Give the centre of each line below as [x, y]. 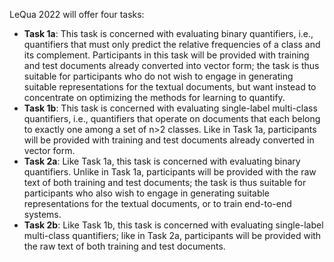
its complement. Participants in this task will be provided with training [166, 55]
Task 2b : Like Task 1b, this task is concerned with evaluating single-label [173, 225]
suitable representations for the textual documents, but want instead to [170, 87]
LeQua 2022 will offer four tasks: [77, 14]
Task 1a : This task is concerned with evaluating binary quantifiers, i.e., [168, 33]
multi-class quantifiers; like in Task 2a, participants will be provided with [172, 235]
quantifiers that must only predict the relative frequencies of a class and [172, 44]
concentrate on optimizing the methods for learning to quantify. [154, 97]
